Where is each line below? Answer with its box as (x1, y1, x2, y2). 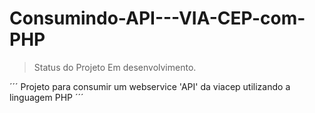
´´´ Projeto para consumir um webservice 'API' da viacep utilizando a (9, 80, 291, 92)
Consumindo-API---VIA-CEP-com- (9, 7, 306, 30)
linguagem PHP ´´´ (9, 91, 84, 103)
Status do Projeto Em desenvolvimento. (33, 61, 197, 73)
